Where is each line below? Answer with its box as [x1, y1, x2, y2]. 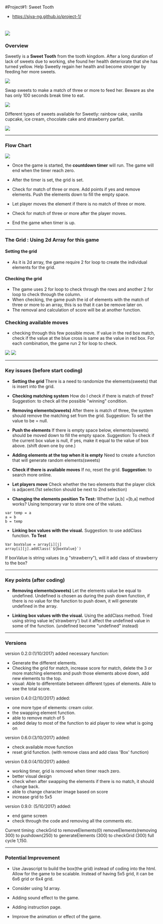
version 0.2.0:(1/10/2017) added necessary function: [5, 651, 109, 657]
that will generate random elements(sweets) [12, 457, 100, 463]
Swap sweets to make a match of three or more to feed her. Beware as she [5, 87, 154, 93]
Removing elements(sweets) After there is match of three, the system [12, 407, 154, 413]
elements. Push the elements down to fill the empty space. [12, 192, 130, 197]
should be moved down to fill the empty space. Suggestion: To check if [12, 432, 155, 438]
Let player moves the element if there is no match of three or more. [12, 201, 147, 207]
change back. [12, 784, 40, 789]
